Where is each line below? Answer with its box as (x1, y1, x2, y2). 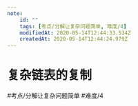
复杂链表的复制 (7, 67, 92, 83)
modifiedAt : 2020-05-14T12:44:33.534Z (19, 29, 131, 36)
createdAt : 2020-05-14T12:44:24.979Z (19, 36, 128, 43)
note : (7, 10, 23, 17)
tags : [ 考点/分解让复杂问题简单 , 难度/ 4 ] (19, 23, 127, 30)
